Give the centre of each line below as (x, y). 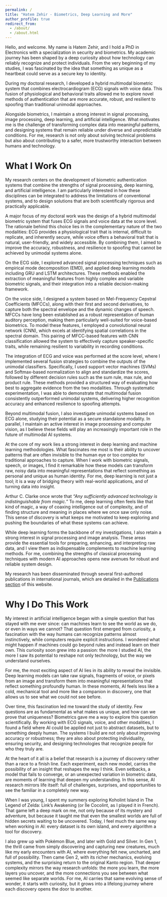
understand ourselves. (28, 660)
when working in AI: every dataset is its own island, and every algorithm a (81, 826)
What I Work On (38, 166)
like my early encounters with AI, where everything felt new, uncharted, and (83, 852)
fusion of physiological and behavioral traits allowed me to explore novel (79, 94)
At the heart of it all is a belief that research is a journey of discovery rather (82, 758)
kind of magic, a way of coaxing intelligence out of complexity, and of (77, 507)
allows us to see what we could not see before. (54, 697)
